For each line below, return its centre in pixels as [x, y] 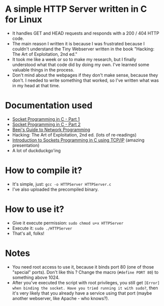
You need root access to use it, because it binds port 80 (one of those [83, 267]
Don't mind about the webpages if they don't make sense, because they [85, 75]
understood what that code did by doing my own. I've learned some [81, 65]
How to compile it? [44, 170]
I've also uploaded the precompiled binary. [55, 189]
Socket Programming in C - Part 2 [46, 124]
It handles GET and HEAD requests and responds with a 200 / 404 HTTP [86, 33]
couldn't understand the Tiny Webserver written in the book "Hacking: [83, 49]
